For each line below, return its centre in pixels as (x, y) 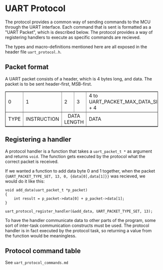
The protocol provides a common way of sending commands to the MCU (78, 22)
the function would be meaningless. (41, 236)
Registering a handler (38, 139)
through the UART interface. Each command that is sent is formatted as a (78, 27)
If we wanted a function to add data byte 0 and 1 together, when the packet (80, 171)
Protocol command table (43, 251)
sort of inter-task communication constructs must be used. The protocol (77, 225)
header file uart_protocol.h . (33, 52)
